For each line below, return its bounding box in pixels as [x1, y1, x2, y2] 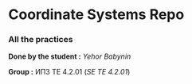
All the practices [8, 34, 73, 45]
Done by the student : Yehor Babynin [8, 52, 131, 61]
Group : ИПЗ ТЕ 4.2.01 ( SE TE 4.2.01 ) [8, 67, 131, 77]
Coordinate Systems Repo [8, 6, 185, 24]
